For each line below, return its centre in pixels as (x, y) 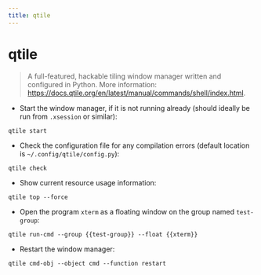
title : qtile (29, 15)
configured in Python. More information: (92, 84)
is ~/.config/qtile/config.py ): (69, 153)
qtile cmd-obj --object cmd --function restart (87, 263)
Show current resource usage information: (88, 182)
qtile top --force (38, 197)
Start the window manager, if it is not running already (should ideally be (135, 108)
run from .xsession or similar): (68, 116)
